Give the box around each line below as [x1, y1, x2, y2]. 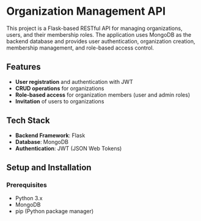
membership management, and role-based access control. [6, 44, 155, 51]
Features [6, 62, 41, 72]
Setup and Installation [6, 162, 92, 173]
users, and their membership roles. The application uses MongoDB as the [6, 31, 191, 38]
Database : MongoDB [15, 138, 69, 145]
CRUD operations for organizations [15, 84, 104, 92]
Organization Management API [6, 4, 166, 18]
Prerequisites [6, 181, 47, 189]
